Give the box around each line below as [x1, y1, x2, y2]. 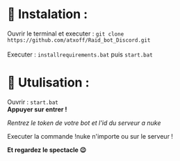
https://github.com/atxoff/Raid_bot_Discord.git [7, 36, 151, 44]
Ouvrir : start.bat [7, 98, 59, 106]
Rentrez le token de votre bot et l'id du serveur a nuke [7, 118, 161, 127]
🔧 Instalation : [7, 6, 88, 22]
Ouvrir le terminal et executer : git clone [7, 29, 124, 38]
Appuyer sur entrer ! [7, 105, 67, 114]
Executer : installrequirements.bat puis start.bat [7, 50, 153, 59]
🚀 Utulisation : [7, 75, 90, 91]
